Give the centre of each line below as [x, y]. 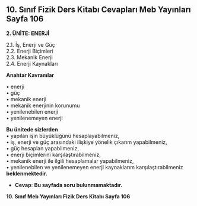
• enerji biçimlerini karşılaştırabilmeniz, [53, 154]
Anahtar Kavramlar [30, 75]
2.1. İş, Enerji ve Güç [31, 44]
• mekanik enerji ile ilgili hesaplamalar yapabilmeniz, [70, 161]
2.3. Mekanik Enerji [30, 57]
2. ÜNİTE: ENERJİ [28, 33]
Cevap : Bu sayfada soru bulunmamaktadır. [69, 185]
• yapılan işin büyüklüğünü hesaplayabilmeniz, [63, 136]
